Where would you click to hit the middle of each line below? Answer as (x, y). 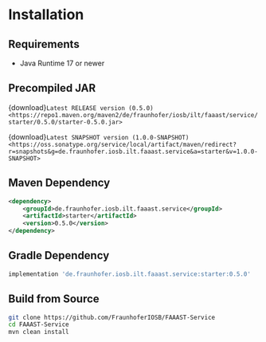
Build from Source (54, 299)
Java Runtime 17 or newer (62, 63)
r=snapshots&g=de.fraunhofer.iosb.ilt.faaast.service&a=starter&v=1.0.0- (133, 151)
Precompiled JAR (52, 88)
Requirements (44, 44)
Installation (46, 15)
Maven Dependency (59, 183)
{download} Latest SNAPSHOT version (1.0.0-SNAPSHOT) (99, 136)
